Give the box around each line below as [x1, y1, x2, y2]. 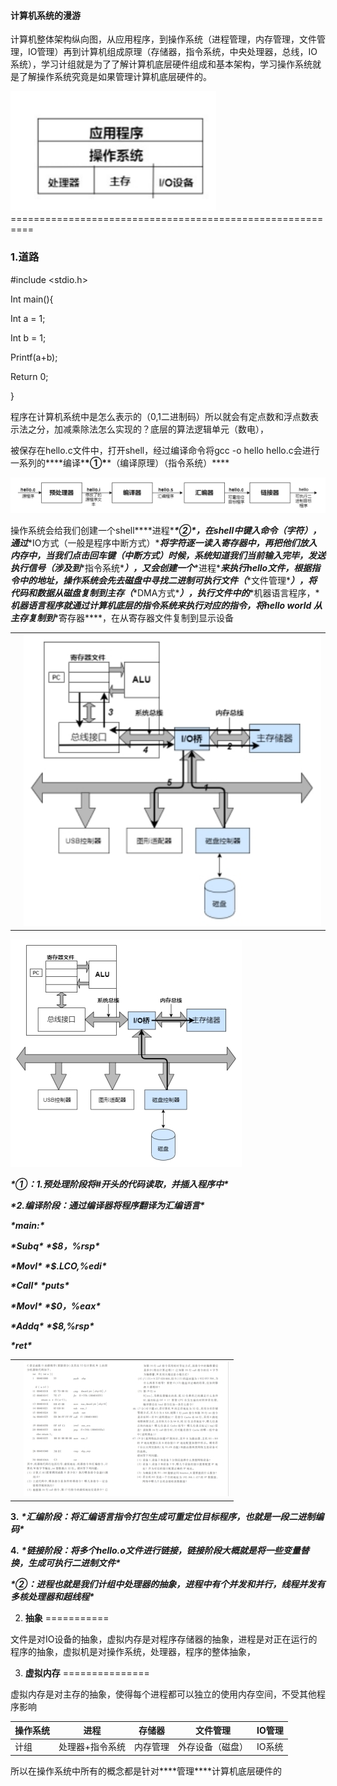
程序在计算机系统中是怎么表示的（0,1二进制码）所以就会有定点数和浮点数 [10, 410, 310, 422]
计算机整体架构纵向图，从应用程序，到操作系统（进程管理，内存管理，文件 [10, 33, 317, 45]
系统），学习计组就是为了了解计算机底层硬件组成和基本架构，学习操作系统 [10, 58, 313, 70]
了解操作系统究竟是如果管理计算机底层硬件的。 [18, 71, 212, 83]
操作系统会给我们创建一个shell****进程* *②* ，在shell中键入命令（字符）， [10, 524, 322, 536]
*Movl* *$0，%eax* [10, 1300, 102, 1312]
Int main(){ [10, 293, 54, 305]
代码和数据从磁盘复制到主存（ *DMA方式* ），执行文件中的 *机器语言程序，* [10, 586, 320, 599]
